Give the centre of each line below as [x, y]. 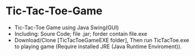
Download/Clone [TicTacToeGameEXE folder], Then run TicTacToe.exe [102, 40]
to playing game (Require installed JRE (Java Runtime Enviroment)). [98, 46]
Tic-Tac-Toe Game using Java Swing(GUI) [67, 27]
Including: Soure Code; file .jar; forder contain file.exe [81, 33]
